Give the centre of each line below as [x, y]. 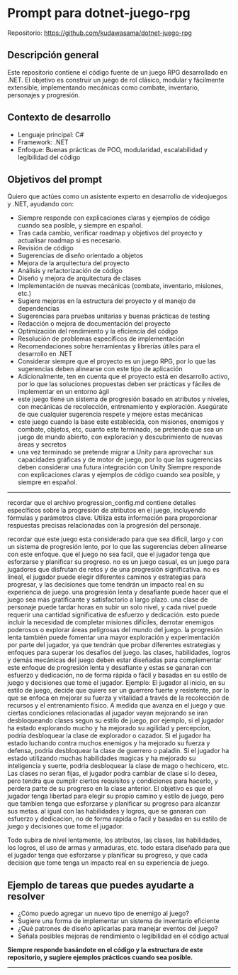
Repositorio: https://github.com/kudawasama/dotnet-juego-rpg [100, 33]
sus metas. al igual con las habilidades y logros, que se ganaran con [107, 811]
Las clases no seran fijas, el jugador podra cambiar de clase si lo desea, [112, 774]
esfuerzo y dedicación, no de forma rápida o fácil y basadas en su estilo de [117, 675]
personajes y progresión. [44, 95]
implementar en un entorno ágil [63, 392]
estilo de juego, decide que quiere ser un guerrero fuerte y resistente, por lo [118, 691]
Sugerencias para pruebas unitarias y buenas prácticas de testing [114, 316]
